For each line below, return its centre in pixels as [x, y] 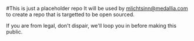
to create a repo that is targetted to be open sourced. [71, 14]
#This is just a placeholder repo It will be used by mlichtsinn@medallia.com [97, 8]
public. [14, 32]
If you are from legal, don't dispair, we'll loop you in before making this [91, 26]
